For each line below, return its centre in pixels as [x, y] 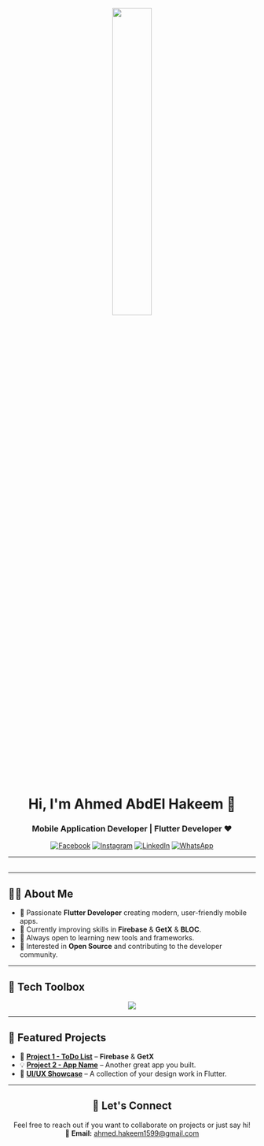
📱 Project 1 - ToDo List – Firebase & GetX [87, 1056]
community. [38, 954]
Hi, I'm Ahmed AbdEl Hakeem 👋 [132, 804]
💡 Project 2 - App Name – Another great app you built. [108, 1065]
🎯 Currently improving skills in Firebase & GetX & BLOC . [110, 929]
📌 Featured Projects [57, 1038]
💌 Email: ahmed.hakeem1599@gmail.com [132, 1133]
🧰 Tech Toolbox [46, 986]
